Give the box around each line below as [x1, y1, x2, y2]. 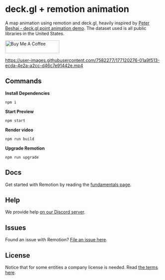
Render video [5, 127, 34, 133]
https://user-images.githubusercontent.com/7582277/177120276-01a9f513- [5, 57, 160, 63]
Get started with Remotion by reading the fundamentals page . [5, 182, 132, 187]
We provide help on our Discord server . [5, 209, 85, 215]
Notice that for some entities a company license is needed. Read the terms [5, 265, 158, 270]
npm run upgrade [5, 155, 39, 160]
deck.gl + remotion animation [5, 3, 129, 15]
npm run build [5, 136, 35, 141]
